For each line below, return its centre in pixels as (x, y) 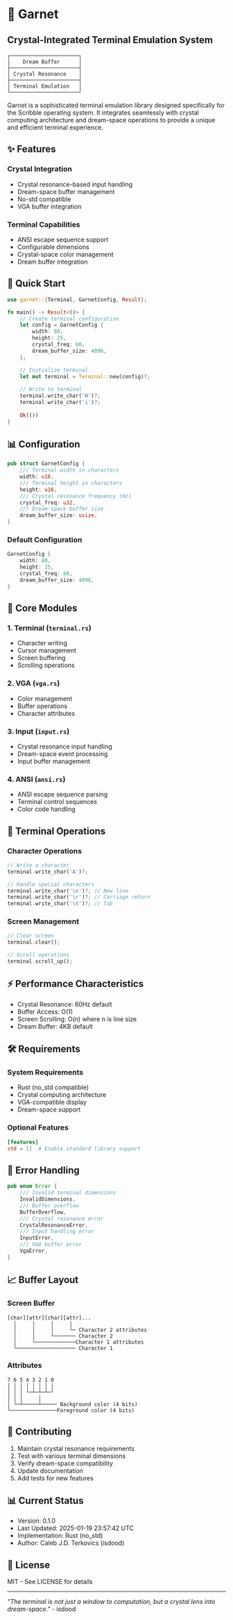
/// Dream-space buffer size (62, 509)
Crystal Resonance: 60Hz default (64, 1004)
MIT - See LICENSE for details (50, 1582)
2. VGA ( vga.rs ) (34, 683)
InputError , (37, 1238)
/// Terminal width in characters (69, 470)
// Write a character (38, 865)
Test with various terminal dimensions (71, 1456)
